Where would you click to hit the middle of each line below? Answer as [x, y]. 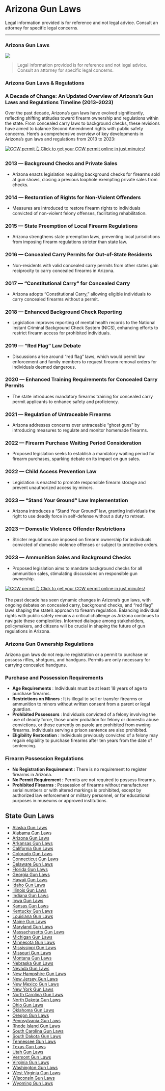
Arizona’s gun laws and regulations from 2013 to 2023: [60, 139]
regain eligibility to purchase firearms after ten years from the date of [82, 740]
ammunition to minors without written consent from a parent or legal [81, 704]
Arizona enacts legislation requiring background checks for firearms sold [86, 174]
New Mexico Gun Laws [36, 984]
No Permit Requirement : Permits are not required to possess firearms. [84, 780]
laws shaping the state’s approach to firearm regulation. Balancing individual [82, 610]
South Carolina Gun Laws [38, 1031]
